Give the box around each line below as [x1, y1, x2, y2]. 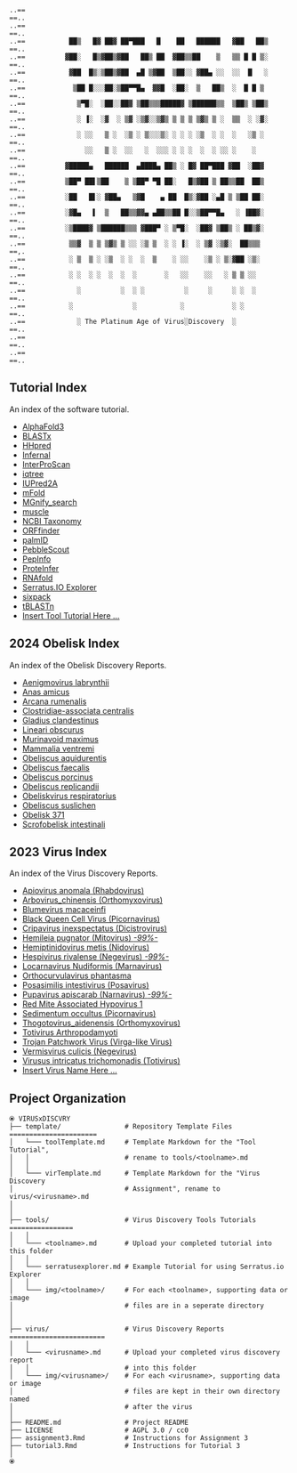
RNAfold [21, 572, 53, 583]
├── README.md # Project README [9, 1418, 189, 1428]
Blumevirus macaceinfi [21, 904, 107, 915]
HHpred [21, 440, 52, 450]
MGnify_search [21, 497, 77, 507]
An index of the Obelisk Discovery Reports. [9, 660, 167, 670]
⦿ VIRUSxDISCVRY [9, 1114, 71, 1123]
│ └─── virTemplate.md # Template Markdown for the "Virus [9, 1169, 261, 1178]
